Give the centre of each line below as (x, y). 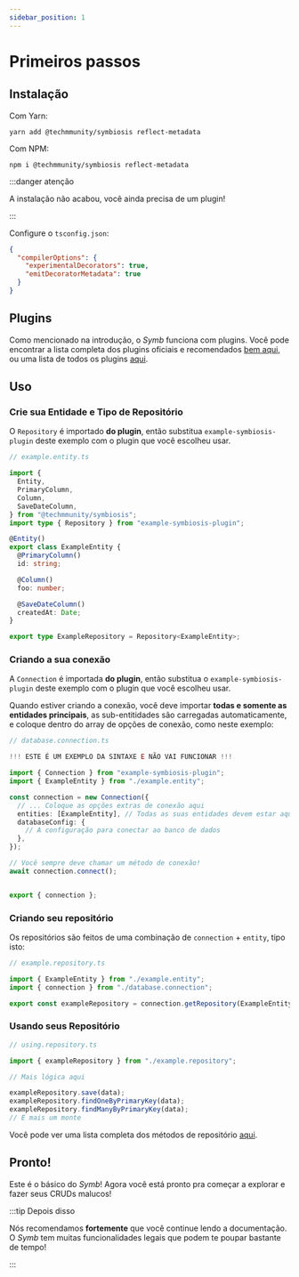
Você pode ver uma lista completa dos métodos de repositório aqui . (133, 1135)
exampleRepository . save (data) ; (67, 1093)
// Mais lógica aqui (48, 1077)
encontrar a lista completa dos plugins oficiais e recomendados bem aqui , (145, 349)
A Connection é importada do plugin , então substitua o (109, 679)
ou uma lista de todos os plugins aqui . (79, 359)
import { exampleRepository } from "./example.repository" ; (123, 1061)
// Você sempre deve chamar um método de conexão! (105, 863)
